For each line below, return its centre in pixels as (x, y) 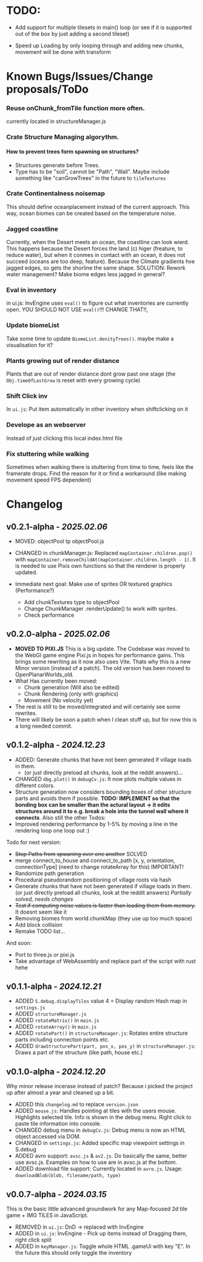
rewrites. (26, 713)
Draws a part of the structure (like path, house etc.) (79, 1052)
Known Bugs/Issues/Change (80, 77)
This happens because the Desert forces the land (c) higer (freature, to (95, 248)
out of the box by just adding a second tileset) (72, 33)
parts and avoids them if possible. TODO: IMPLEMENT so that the (97, 798)
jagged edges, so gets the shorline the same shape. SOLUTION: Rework (96, 268)
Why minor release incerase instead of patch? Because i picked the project (100, 1086)
